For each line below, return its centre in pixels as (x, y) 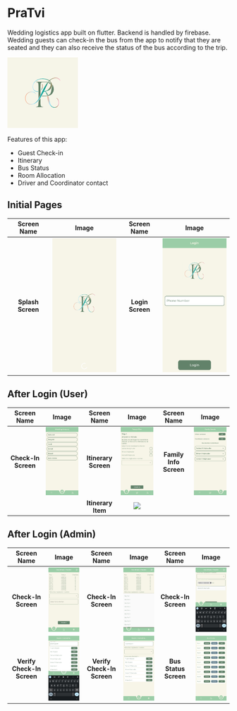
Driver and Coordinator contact (63, 183)
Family (174, 454)
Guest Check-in (40, 152)
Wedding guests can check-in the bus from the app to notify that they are (114, 39)
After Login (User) (48, 394)
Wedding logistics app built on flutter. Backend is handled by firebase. (109, 32)
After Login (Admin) (52, 534)
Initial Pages (35, 205)
